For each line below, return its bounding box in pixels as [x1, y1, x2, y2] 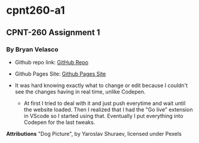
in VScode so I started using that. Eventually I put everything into [23, 112, 183, 119]
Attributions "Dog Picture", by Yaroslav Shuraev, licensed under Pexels [6, 130, 182, 137]
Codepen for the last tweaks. [23, 119, 96, 126]
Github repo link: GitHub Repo [14, 58, 88, 66]
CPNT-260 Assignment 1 [6, 27, 100, 38]
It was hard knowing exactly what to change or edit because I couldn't [14, 82, 188, 89]
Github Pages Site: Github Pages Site [14, 70, 106, 77]
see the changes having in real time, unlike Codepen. [14, 88, 146, 95]
